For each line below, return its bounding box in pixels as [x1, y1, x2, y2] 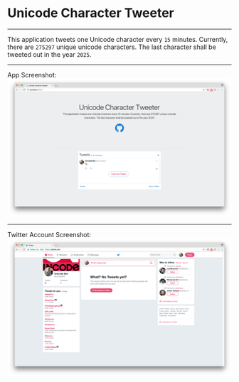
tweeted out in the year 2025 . [7, 50, 92, 58]
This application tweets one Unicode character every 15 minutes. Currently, [7, 35, 228, 43]
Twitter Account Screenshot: [7, 231, 91, 239]
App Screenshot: [7, 70, 57, 79]
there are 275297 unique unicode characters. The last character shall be [7, 43, 217, 51]
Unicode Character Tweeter [7, 5, 174, 21]
